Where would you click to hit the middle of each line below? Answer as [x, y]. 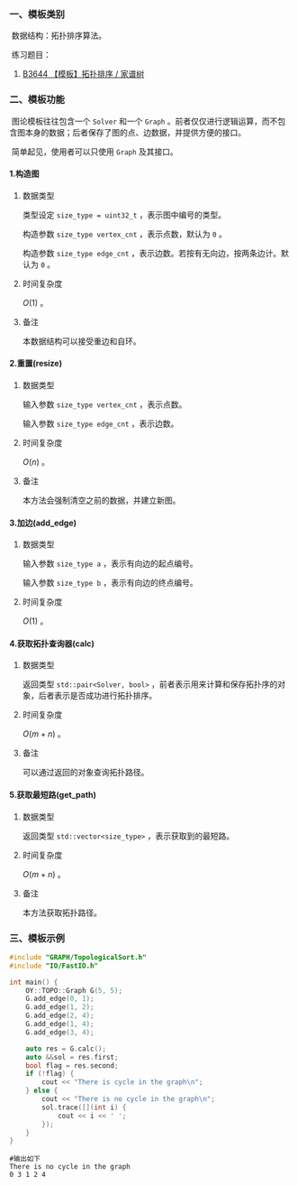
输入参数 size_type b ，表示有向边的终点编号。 [110, 583]
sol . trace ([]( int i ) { [84, 1107]
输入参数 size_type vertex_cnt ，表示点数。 [104, 404]
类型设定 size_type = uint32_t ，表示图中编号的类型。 [124, 215]
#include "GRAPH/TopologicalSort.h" [78, 957]
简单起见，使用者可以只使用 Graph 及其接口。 [95, 152]
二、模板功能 [37, 99]
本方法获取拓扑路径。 [62, 913]
